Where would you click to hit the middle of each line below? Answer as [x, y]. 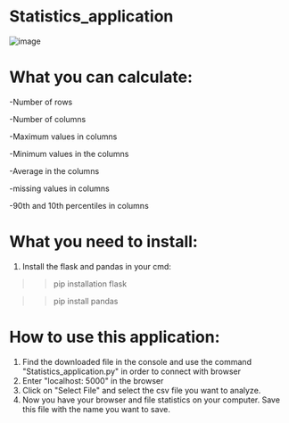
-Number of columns [48, 119]
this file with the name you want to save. [96, 409]
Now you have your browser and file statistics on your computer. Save [151, 400]
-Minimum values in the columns [69, 153]
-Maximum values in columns [63, 137]
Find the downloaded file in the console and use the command [137, 361]
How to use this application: [115, 337]
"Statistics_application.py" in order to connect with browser [132, 371]
